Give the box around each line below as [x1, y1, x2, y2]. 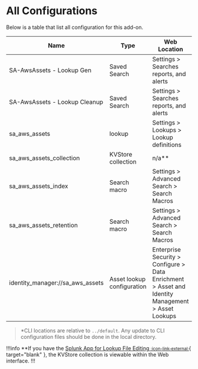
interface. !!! [6, 357, 35, 364]
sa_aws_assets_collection [9, 154, 80, 162]
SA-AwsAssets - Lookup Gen [9, 66, 92, 74]
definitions [152, 141, 181, 149]
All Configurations [6, 4, 98, 18]
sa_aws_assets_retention [9, 221, 78, 229]
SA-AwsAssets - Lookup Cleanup [9, 97, 104, 106]
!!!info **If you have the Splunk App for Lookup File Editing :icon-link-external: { [6, 344, 192, 352]
